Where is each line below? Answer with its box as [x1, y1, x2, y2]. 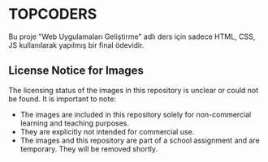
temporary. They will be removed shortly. [19, 143, 158, 154]
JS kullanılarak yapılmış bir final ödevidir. [8, 40, 145, 49]
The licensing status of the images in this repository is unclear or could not [8, 85, 259, 95]
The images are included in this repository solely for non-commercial [19, 109, 252, 119]
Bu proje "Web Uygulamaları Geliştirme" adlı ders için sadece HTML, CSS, [8, 32, 256, 41]
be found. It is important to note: [8, 94, 116, 104]
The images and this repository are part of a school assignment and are [19, 135, 260, 145]
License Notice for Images [8, 64, 144, 78]
